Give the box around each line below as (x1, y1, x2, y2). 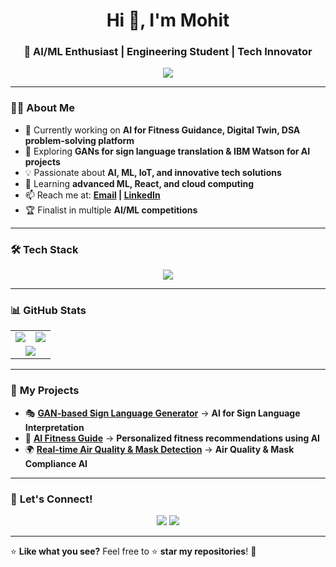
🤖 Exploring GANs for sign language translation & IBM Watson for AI (24, 145, 311, 157)
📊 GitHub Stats (10, 304, 87, 317)
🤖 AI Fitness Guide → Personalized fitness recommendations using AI (24, 432, 321, 444)
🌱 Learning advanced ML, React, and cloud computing (24, 177, 255, 189)
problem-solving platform (24, 134, 135, 146)
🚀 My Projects (10, 384, 80, 398)
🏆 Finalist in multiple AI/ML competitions (24, 204, 198, 216)
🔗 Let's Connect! (10, 492, 93, 506)
